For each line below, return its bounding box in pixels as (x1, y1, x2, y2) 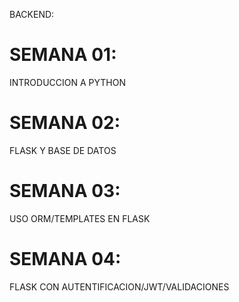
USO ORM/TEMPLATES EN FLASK (9, 212, 151, 224)
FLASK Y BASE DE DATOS (9, 144, 117, 156)
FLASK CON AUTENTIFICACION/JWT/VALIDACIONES (9, 280, 230, 293)
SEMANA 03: (9, 180, 121, 203)
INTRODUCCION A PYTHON (9, 76, 126, 88)
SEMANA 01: (9, 44, 117, 66)
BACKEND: (9, 9, 55, 20)
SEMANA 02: (9, 112, 121, 134)
